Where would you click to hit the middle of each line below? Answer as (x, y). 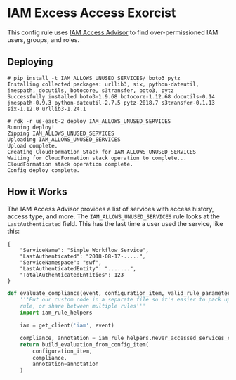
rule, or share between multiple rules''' (83, 306)
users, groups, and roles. (43, 39)
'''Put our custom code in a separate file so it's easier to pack (120, 300)
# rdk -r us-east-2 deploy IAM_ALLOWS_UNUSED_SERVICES (89, 121)
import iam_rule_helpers (56, 313)
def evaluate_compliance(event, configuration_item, (86, 293)
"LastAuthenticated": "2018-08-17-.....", (83, 256)
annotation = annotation (66, 364)
